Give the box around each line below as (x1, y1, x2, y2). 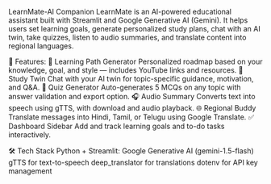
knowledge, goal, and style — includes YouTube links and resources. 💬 (8, 65, 244, 75)
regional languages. (8, 41, 74, 51)
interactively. (8, 130, 51, 140)
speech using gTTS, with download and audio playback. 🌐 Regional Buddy (8, 103, 256, 112)
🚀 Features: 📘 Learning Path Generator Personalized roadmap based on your (8, 56, 263, 66)
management (8, 166, 52, 176)
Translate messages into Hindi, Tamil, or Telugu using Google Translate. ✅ (8, 112, 255, 122)
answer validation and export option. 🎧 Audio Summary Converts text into (8, 92, 256, 101)
